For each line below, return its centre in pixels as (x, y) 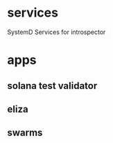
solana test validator (52, 86)
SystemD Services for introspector (56, 32)
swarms (25, 133)
